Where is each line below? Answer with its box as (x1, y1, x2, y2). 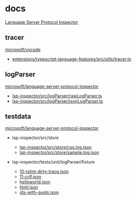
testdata (5, 112, 31, 120)
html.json (19, 184, 38, 190)
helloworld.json (19, 179, 50, 185)
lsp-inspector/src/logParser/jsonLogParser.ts (12, 98, 103, 104)
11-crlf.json (19, 174, 42, 180)
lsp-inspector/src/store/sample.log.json (19, 149, 99, 155)
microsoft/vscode (5, 46, 41, 52)
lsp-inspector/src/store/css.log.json (19, 144, 92, 150)
